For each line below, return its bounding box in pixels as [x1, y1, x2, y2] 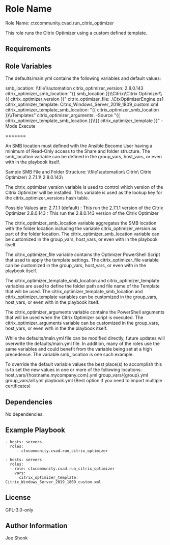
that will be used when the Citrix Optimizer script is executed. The [5, 314, 144, 321]
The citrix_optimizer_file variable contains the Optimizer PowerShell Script [5, 251, 160, 257]
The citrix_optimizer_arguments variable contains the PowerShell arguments [5, 309, 164, 315]
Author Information [5, 521, 68, 530]
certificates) [5, 383, 31, 389]
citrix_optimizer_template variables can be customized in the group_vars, [5, 294, 158, 300]
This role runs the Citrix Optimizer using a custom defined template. [5, 30, 148, 36]
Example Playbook [5, 426, 65, 435]
